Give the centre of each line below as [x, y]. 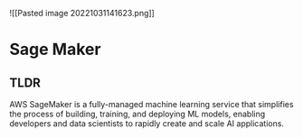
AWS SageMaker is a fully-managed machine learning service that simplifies [151, 104]
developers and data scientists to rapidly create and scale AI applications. [147, 124]
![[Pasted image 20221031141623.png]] [82, 13]
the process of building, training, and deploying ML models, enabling [137, 114]
